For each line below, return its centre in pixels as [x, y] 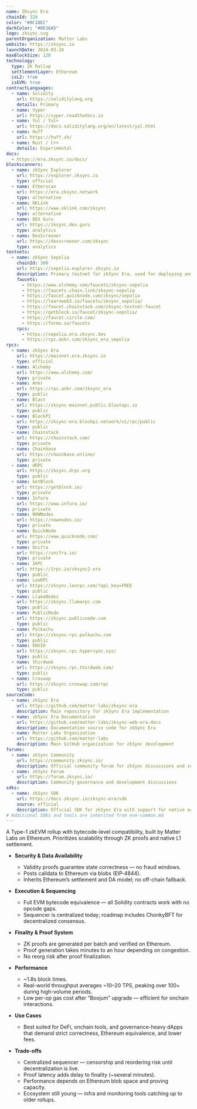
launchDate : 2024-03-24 [35, 50]
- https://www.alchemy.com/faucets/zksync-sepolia [85, 285]
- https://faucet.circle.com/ [58, 318]
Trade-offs [28, 1051]
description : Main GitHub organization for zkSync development [96, 744]
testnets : [18, 252]
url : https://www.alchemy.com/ [55, 372]
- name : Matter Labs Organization [53, 733]
